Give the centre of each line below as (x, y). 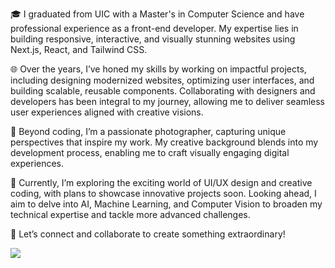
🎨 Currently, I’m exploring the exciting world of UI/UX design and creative (161, 182)
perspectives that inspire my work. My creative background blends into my (164, 142)
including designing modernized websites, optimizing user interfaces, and (162, 80)
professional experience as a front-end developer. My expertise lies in (154, 28)
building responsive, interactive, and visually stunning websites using (153, 39)
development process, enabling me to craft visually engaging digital (150, 152)
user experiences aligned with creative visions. (107, 112)
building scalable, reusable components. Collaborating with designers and (163, 91)
